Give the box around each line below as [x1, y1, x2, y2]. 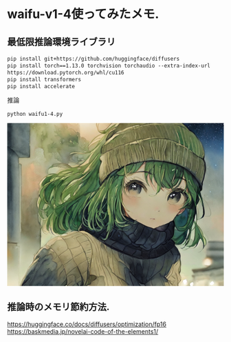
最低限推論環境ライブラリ [7, 36, 115, 48]
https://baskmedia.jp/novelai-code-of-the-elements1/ [7, 327, 159, 335]
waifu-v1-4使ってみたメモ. [7, 6, 159, 22]
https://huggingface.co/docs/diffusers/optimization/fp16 [7, 320, 167, 328]
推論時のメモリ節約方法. [7, 301, 110, 313]
